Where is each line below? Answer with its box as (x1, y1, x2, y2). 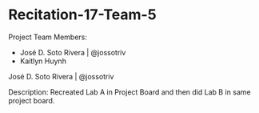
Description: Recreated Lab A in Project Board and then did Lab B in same (8, 87, 251, 97)
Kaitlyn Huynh (19, 56, 66, 66)
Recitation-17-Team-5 (8, 6, 157, 24)
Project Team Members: (8, 32, 88, 42)
